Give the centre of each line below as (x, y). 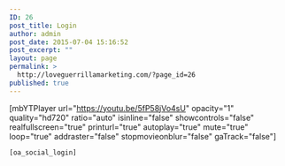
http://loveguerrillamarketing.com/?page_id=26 (107, 75)
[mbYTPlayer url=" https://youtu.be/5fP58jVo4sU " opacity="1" (122, 108)
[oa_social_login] (43, 152)
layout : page (33, 58)
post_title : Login (43, 26)
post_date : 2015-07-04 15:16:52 (69, 42)
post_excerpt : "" (41, 50)
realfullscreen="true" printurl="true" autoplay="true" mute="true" (129, 127)
